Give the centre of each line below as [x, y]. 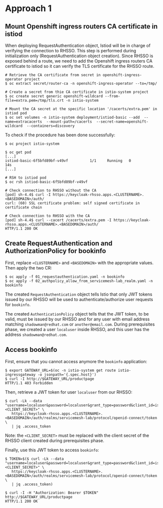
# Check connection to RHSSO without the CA [51, 190]
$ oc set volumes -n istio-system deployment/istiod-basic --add [72, 117]
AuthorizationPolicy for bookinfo [56, 251]
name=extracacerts [24, 122]
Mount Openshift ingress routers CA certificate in [81, 26]
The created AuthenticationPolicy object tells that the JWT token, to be [77, 314]
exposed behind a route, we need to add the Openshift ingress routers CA [79, 61]
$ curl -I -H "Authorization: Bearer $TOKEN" [52, 492]
